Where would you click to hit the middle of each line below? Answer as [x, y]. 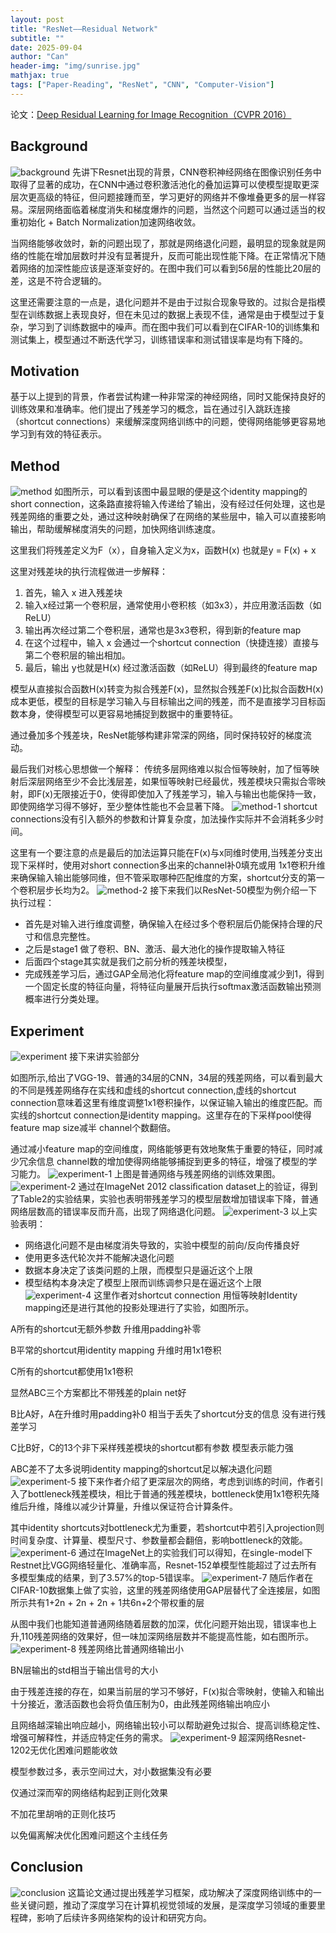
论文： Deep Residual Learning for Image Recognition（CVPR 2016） [151, 114]
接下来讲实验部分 [104, 1056]
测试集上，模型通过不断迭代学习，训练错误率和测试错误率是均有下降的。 [159, 339]
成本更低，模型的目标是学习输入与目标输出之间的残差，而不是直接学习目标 [163, 702]
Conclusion [47, 1867]
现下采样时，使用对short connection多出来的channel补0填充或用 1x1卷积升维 [168, 865]
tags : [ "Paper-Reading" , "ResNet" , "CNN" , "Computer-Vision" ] [142, 85]
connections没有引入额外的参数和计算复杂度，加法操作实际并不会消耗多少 [163, 819]
